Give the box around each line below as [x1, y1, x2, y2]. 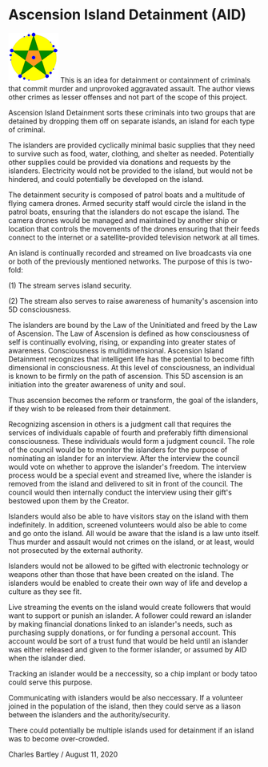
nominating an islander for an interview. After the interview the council [8, 453, 240, 462]
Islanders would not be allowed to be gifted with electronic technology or [8, 561, 249, 571]
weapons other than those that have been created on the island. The [8, 569, 234, 579]
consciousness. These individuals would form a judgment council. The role [8, 436, 255, 446]
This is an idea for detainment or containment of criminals [59, 75, 250, 85]
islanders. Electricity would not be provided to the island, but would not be [8, 166, 254, 176]
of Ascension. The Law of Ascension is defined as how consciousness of [8, 329, 250, 338]
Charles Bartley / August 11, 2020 [8, 749, 118, 759]
